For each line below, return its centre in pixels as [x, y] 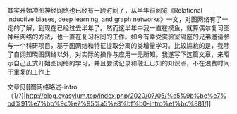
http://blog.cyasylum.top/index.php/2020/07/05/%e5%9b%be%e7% [126, 96]
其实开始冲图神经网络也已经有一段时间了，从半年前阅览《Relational [105, 10]
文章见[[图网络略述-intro [42, 87]
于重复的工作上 [29, 72]
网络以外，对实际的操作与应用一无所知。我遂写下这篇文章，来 [134, 54]
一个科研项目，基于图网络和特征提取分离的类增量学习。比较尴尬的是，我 [118, 45]
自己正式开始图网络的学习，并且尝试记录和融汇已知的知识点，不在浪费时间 [121, 63]
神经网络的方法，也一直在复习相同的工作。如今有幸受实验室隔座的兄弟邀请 [115, 37]
